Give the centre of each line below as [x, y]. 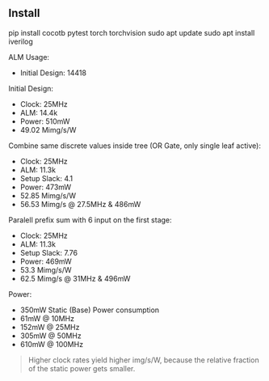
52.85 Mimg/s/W [48, 195]
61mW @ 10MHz [47, 318]
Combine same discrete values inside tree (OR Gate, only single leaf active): [134, 146]
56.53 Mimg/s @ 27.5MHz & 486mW [80, 204]
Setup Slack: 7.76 [49, 252]
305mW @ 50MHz [51, 336]
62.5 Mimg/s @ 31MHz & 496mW [75, 278]
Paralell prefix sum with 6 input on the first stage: [90, 220]
